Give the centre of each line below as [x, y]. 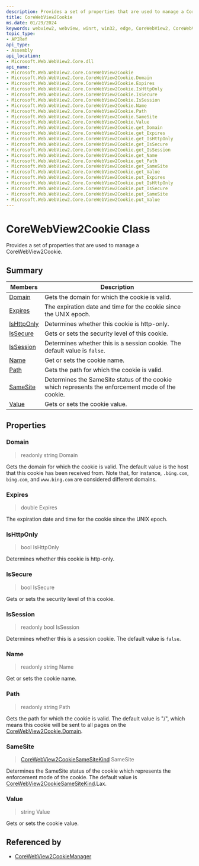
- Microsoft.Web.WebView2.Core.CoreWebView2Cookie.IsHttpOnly [84, 89]
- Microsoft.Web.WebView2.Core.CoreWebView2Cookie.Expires [81, 84]
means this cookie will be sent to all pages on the [66, 725]
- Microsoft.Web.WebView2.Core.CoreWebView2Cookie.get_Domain [84, 128]
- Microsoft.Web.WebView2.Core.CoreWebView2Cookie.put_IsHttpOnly [90, 183]
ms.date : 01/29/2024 [32, 23]
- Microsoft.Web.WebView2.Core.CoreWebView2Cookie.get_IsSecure [87, 144]
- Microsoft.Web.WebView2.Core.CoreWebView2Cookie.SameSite [82, 116]
